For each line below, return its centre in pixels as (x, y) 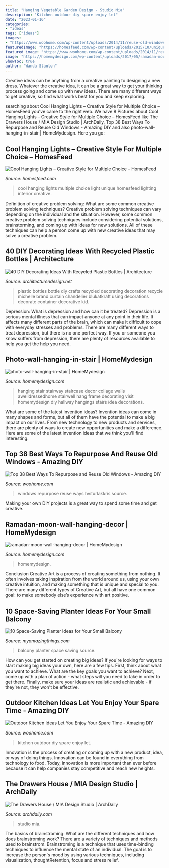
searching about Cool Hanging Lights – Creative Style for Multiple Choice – (82, 106)
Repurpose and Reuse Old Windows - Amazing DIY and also (67, 128)
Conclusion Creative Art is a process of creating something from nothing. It (83, 574)
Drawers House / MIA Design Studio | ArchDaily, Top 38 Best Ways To (77, 122)
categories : (18, 24)
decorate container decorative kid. (53, 302)
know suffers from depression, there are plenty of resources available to (80, 338)
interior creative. (34, 193)
